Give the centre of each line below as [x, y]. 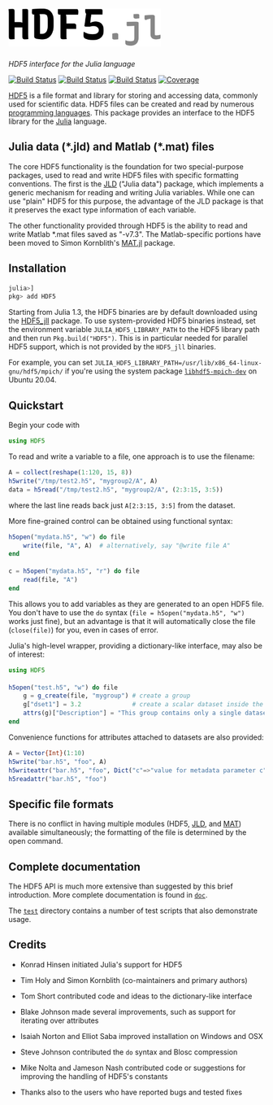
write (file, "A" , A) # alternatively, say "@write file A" [127, 545]
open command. [36, 841]
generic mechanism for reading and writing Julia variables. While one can [132, 192]
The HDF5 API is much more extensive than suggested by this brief [121, 886]
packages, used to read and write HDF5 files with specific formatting [123, 175]
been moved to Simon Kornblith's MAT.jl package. [92, 242]
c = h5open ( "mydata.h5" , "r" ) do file [74, 571]
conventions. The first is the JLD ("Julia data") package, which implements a [136, 184]
